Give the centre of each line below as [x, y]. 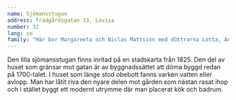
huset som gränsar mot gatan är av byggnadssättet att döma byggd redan [114, 67]
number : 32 [23, 27]
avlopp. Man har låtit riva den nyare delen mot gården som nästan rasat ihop [118, 82]
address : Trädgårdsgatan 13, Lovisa [61, 20]
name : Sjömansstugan [38, 14]
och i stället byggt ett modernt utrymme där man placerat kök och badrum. [115, 90]
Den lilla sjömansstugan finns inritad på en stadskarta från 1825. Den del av [116, 59]
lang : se [20, 33]
